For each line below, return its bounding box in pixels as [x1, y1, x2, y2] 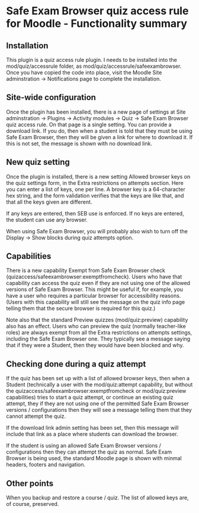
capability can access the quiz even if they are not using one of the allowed [6, 280, 191, 287]
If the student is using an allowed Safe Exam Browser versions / [6, 442, 162, 449]
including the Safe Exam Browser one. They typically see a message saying [6, 335, 191, 343]
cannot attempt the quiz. [6, 412, 66, 420]
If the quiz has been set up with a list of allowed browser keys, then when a [6, 375, 190, 382]
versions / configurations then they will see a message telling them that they [6, 406, 192, 414]
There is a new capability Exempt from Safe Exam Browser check [6, 267, 166, 274]
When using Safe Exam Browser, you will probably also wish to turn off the [6, 227, 188, 234]
